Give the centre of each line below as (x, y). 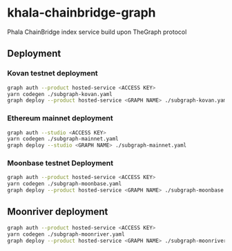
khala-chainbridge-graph (81, 13)
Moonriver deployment (58, 212)
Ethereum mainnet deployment (60, 118)
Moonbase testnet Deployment (60, 163)
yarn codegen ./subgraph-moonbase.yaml (65, 184)
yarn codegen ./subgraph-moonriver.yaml (66, 234)
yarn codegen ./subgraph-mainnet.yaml (63, 139)
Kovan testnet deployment (52, 73)
